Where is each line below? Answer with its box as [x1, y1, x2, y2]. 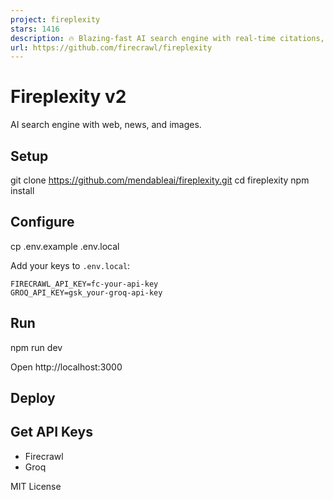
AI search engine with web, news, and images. [10, 119, 202, 131]
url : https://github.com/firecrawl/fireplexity [10, 42, 213, 53]
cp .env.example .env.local [10, 240, 120, 252]
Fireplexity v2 [10, 86, 127, 108]
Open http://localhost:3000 [10, 361, 123, 373]
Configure [10, 214, 75, 231]
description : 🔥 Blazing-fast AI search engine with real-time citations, [10, 33, 325, 43]
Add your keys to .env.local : [10, 259, 131, 271]
